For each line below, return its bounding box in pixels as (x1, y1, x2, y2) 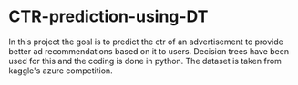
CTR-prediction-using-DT (8, 6, 209, 27)
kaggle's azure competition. (8, 65, 113, 76)
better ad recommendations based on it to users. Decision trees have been (8, 45, 289, 56)
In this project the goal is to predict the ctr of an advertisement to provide (8, 36, 283, 47)
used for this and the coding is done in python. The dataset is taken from (8, 55, 282, 66)
